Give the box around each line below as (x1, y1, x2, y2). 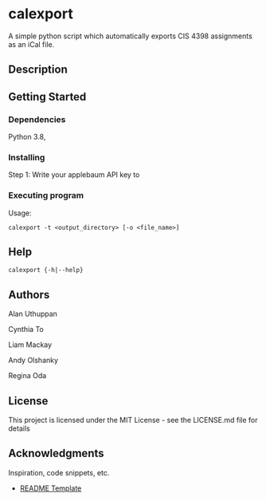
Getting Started (8, 89, 87, 104)
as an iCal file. (8, 39, 55, 49)
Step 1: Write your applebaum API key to (8, 170, 140, 179)
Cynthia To (8, 325, 44, 334)
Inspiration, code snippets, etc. (8, 467, 110, 477)
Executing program (8, 190, 84, 201)
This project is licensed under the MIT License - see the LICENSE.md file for (8, 416, 258, 425)
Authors (8, 288, 50, 302)
